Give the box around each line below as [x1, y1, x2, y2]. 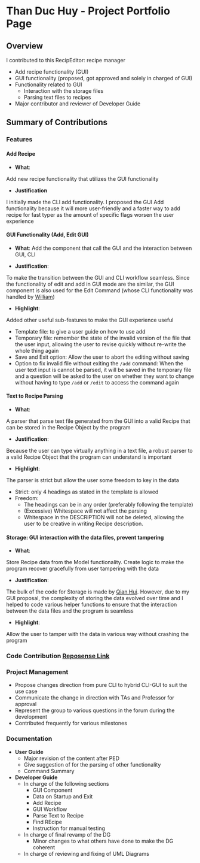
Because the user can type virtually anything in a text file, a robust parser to [6, 447, 193, 454]
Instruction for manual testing [32, 825, 106, 832]
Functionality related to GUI [14, 81, 82, 88]
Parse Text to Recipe [32, 811, 84, 819]
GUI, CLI [14, 250, 36, 258]
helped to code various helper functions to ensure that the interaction [6, 601, 177, 608]
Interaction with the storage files [23, 87, 104, 94]
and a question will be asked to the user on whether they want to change [14, 373, 194, 380]
